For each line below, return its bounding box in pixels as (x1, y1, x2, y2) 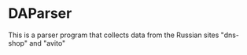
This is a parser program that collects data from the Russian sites (8, 30, 219, 40)
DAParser (8, 5, 72, 22)
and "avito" (28, 38, 66, 47)
